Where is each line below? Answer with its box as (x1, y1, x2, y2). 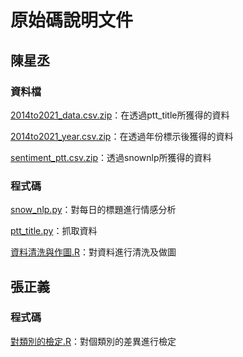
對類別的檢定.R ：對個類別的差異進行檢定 (10, 335, 177, 347)
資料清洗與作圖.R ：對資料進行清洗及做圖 (10, 246, 177, 258)
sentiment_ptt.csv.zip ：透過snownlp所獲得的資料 (10, 151, 212, 163)
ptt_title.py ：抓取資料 (10, 225, 98, 237)
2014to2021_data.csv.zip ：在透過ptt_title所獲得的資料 (10, 109, 230, 121)
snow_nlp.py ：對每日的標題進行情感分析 (10, 204, 177, 216)
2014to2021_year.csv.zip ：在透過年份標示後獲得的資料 (10, 130, 234, 142)
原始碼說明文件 (10, 9, 134, 32)
